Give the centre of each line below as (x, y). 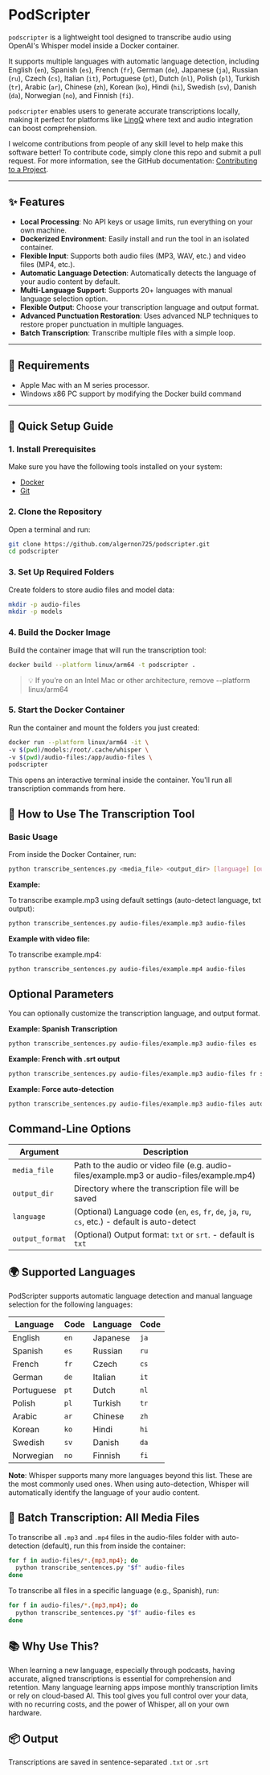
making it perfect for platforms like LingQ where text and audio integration (131, 119)
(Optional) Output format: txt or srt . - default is (164, 1234)
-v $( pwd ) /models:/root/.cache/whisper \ (79, 750)
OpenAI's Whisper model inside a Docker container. (94, 45)
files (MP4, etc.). (47, 264)
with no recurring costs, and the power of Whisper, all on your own (119, 1704)
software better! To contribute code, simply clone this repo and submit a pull (135, 152)
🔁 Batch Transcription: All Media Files (104, 1518)
